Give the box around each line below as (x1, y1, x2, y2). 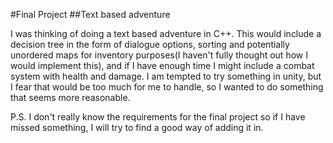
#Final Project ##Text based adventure (10, 9, 171, 20)
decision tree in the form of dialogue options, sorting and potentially (10, 39, 290, 50)
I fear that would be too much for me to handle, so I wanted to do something (10, 81, 324, 93)
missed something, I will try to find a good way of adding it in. (10, 122, 264, 133)
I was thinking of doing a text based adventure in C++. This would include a (10, 28, 322, 39)
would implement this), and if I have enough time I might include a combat (10, 60, 315, 71)
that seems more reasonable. (10, 92, 131, 103)
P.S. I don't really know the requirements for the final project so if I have (10, 111, 306, 123)
